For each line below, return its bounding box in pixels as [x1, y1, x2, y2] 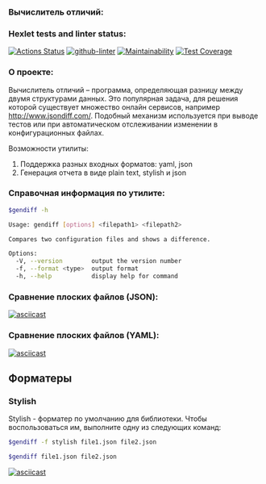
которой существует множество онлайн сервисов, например [8, 102, 220, 111]
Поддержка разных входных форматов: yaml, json [19, 159, 193, 169]
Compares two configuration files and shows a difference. [8, 235, 211, 244]
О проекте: [8, 67, 54, 78]
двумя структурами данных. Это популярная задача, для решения [8, 94, 239, 103]
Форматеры [8, 371, 73, 385]
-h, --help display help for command [15, 273, 179, 281]
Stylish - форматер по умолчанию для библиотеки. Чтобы [8, 414, 208, 423]
